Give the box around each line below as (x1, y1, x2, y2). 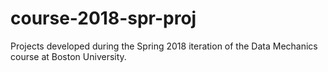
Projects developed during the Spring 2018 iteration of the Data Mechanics (10, 40, 318, 52)
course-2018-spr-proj (10, 7, 197, 30)
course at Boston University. (10, 50, 127, 62)
